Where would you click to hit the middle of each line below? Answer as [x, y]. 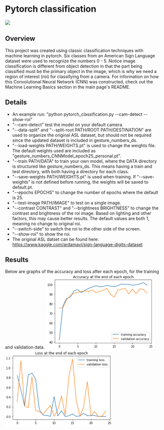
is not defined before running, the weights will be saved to [90, 182]
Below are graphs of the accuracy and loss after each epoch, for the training [82, 272]
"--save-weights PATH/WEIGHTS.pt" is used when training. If [74, 177]
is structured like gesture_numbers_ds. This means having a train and [82, 166]
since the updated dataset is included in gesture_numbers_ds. [75, 140]
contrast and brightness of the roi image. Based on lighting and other [82, 213]
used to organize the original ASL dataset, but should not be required [82, 135]
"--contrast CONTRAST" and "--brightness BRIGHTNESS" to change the [85, 208]
